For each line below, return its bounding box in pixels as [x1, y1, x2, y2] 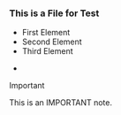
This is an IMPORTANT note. [9, 97, 113, 108]
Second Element [21, 36, 82, 47]
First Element [21, 27, 71, 38]
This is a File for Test [9, 7, 100, 19]
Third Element [21, 46, 73, 57]
